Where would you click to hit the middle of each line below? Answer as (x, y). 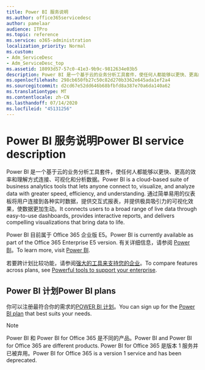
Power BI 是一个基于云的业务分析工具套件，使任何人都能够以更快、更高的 (99, 172)
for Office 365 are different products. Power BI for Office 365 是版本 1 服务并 (103, 346)
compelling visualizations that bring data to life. (66, 222)
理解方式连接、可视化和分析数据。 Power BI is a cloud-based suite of (103, 179)
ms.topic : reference (33, 35)
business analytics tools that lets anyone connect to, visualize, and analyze (101, 187)
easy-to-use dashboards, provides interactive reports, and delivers (91, 216)
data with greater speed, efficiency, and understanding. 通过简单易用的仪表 (101, 194)
